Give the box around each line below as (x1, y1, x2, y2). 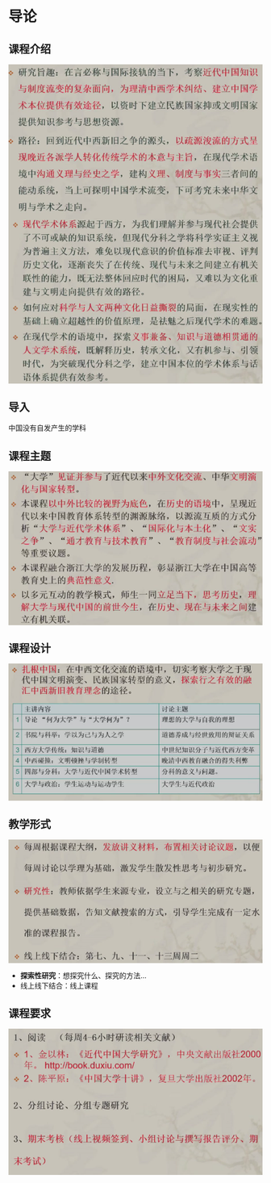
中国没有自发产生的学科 (8, 423, 86, 433)
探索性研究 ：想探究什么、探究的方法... (19, 970, 147, 980)
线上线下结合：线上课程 (19, 980, 98, 990)
